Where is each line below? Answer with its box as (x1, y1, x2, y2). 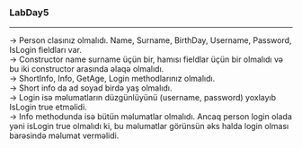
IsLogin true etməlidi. (9, 101, 87, 113)
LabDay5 (9, 6, 49, 19)
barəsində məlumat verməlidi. (9, 130, 120, 141)
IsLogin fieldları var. (9, 45, 83, 56)
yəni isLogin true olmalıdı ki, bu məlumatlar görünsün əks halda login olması (9, 121, 289, 132)
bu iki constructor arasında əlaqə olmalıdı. (9, 64, 164, 74)
